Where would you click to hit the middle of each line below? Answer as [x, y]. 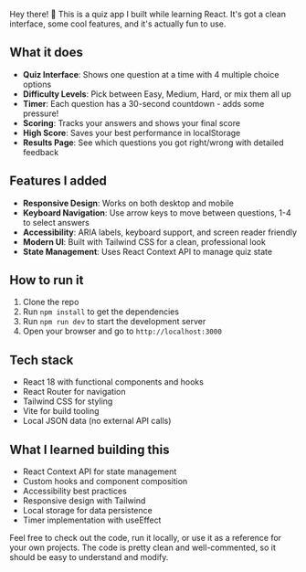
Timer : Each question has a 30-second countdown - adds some [143, 103]
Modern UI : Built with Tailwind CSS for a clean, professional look [144, 241]
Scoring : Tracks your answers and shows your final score [131, 122]
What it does [47, 53]
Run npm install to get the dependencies [101, 312]
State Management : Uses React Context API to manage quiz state [147, 251]
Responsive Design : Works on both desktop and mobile [128, 203]
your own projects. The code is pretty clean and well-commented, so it [143, 547]
